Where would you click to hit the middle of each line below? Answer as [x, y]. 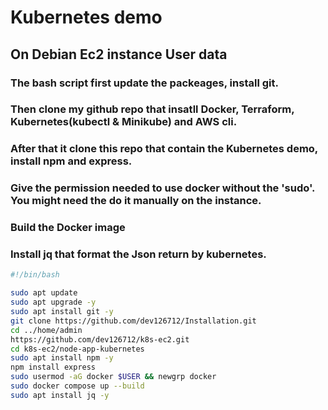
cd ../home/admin [46, 330]
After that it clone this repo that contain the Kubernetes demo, [164, 149]
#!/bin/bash [35, 275]
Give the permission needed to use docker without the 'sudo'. [163, 188]
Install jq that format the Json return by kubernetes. [138, 254]
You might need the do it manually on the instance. [136, 201]
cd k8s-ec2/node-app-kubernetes [77, 349]
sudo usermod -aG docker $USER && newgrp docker [113, 377]
